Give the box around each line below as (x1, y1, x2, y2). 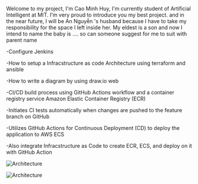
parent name (6, 37, 37, 43)
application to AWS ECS (6, 131, 65, 138)
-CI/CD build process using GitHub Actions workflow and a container (6, 89, 175, 96)
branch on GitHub (6, 113, 50, 120)
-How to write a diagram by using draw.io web (6, 77, 119, 84)
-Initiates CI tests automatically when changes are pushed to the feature (6, 107, 183, 113)
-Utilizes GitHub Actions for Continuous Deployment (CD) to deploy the (6, 125, 180, 131)
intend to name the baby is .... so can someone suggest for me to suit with (6, 30, 187, 37)
